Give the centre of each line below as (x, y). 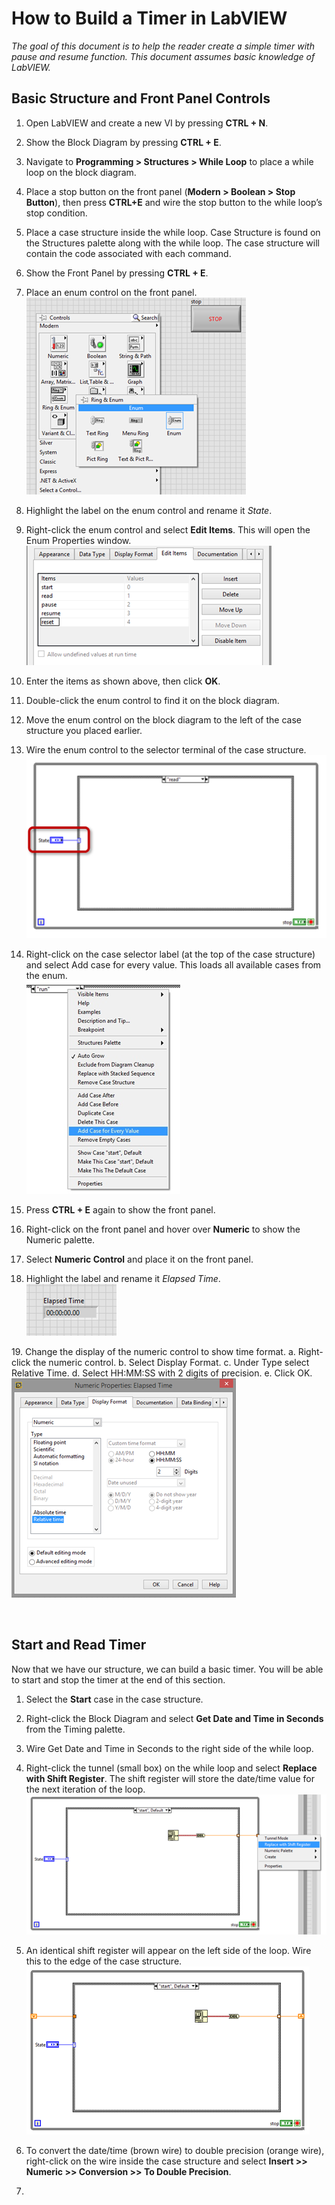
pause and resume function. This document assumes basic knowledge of (163, 56)
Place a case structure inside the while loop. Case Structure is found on (173, 232)
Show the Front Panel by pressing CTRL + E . (117, 273)
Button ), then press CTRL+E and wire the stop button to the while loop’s (174, 202)
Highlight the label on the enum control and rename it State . (149, 510)
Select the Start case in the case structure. (114, 1699)
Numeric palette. (60, 1239)
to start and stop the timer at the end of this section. (118, 1679)
